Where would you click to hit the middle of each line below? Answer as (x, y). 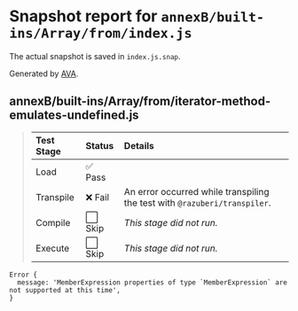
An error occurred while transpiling (196, 191)
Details (139, 145)
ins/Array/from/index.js (101, 33)
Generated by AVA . (44, 74)
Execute (52, 248)
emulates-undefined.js (74, 116)
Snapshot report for (83, 16)
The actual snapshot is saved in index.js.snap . (95, 56)
